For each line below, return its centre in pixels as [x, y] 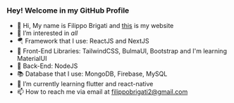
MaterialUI [32, 59]
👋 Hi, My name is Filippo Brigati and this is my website [95, 26]
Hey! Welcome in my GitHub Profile [68, 11]
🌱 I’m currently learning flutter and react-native [85, 84]
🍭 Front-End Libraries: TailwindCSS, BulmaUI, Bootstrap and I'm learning [122, 51]
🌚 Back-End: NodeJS [47, 66]
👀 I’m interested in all [47, 33]
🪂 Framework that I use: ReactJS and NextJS [83, 41]
